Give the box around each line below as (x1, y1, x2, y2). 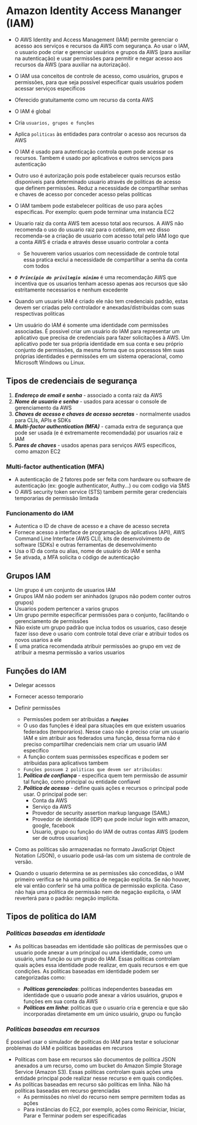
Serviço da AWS (32, 803, 72, 810)
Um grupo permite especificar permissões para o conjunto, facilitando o (14, 611, 189, 618)
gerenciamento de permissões (14, 618, 89, 625)
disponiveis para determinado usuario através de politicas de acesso (14, 178, 181, 185)
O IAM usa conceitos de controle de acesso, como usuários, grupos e (14, 72, 184, 79)
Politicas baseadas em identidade (6, 929, 106, 937)
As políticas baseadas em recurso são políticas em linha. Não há (14, 1080, 171, 1088)
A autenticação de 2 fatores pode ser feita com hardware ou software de (14, 476, 191, 483)
